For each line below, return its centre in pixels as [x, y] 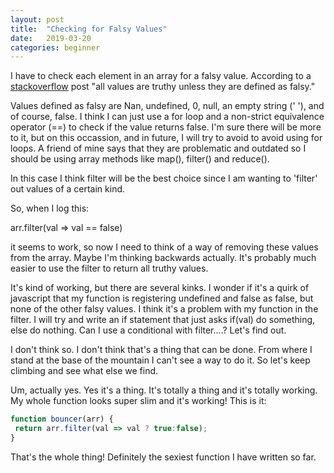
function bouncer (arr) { [62, 419]
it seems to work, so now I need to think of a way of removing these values [164, 247]
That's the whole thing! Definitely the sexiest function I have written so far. [163, 457]
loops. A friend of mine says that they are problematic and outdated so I [158, 148]
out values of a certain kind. [68, 189]
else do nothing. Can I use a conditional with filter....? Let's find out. [148, 330]
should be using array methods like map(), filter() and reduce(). [140, 159]
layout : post [37, 19]
